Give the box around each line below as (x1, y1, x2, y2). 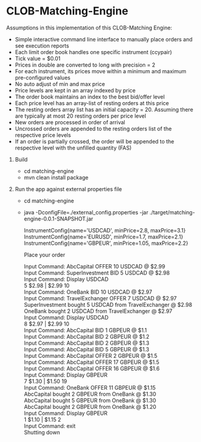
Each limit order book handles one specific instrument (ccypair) (14, 48, 172, 55)
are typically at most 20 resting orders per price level (14, 112, 146, 120)
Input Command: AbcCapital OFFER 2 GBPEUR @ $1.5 (23, 352, 158, 359)
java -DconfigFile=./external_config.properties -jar (23, 208, 149, 216)
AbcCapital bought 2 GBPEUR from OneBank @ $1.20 (23, 403, 157, 410)
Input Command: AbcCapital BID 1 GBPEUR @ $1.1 (23, 326, 147, 334)
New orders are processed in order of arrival (14, 118, 125, 126)
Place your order (23, 251, 65, 258)
